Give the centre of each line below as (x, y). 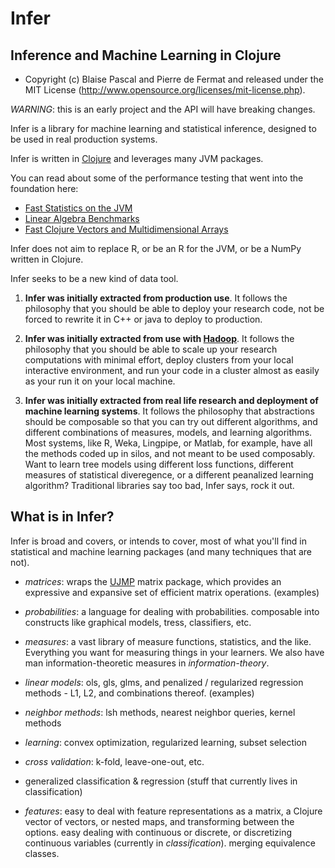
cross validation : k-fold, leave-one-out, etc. (114, 761)
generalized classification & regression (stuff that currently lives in (161, 781)
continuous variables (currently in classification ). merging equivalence (170, 843)
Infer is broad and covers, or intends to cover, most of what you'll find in (159, 541)
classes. (42, 853)
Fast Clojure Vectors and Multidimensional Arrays (126, 229)
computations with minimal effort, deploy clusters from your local (159, 360)
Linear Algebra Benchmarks (82, 218)
